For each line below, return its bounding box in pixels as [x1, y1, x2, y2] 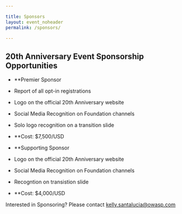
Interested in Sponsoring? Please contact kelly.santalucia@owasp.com [5, 201, 176, 208]
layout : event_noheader [5, 19, 64, 25]
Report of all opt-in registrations [13, 87, 91, 94]
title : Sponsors [5, 13, 45, 19]
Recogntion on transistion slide [13, 178, 89, 185]
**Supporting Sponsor [13, 144, 70, 151]
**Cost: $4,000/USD [13, 190, 66, 197]
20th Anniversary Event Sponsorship [5, 51, 144, 62]
